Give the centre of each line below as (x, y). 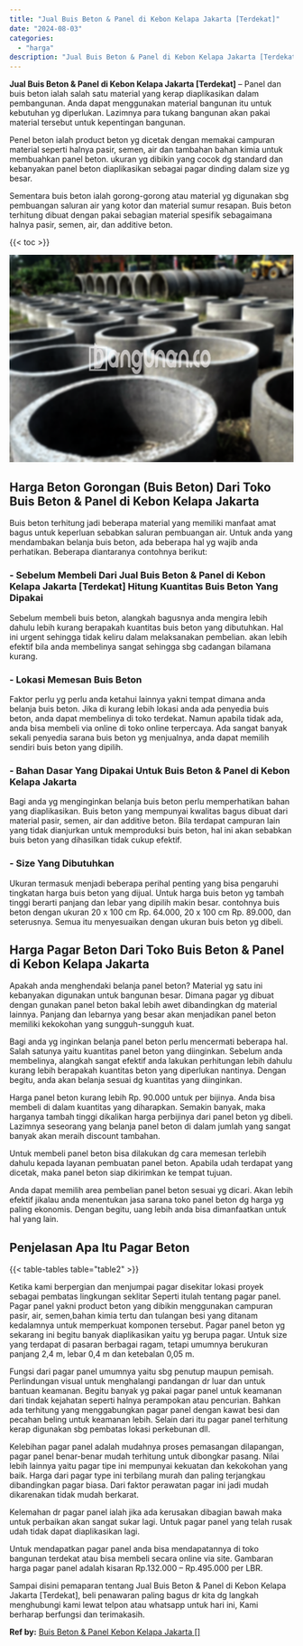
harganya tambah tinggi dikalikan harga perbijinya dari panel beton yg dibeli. (151, 1117)
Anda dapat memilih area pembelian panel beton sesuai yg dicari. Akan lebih (151, 1190)
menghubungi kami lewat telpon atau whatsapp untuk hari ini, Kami (134, 1605)
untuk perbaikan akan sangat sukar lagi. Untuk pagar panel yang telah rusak (151, 1522)
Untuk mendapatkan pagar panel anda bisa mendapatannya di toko (134, 1549)
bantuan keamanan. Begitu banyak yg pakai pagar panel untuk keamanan (146, 1391)
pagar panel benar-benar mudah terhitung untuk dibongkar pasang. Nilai (144, 1456)
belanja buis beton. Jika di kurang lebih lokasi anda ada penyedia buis (139, 709)
